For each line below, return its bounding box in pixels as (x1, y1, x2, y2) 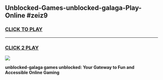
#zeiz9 (26, 12, 48, 20)
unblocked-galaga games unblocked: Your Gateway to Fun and (5, 64, 135, 70)
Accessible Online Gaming (5, 69, 60, 75)
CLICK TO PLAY (5, 26, 43, 33)
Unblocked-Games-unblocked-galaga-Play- (5, 4, 142, 12)
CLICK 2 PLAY (5, 44, 39, 51)
